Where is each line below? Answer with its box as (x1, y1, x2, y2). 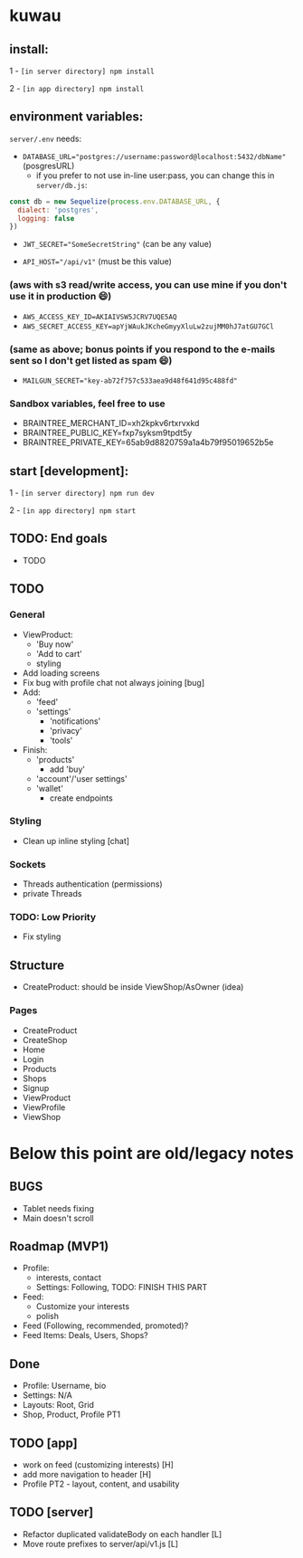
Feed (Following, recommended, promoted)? (22, 1320, 189, 1331)
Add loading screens (22, 667, 100, 679)
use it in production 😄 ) (9, 290, 112, 303)
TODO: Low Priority (9, 911, 97, 924)
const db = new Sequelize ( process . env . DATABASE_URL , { (9, 196, 221, 206)
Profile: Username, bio (22, 1381, 107, 1392)
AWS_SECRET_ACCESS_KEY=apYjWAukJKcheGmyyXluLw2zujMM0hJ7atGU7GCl (22, 322, 274, 331)
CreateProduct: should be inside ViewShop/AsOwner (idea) (22, 982, 244, 993)
